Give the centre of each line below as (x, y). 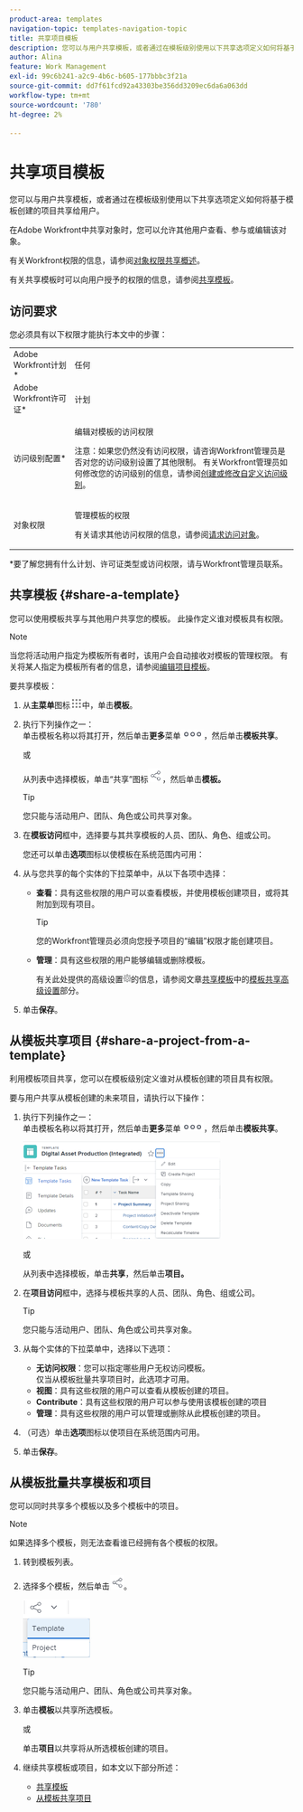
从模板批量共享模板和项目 (80, 1483)
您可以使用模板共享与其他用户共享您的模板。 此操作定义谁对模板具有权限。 (149, 618)
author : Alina (36, 57)
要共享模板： (33, 685)
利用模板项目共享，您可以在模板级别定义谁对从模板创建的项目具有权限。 (143, 1078)
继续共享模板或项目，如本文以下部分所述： (101, 1768)
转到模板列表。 (50, 1562)
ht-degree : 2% (36, 114)
